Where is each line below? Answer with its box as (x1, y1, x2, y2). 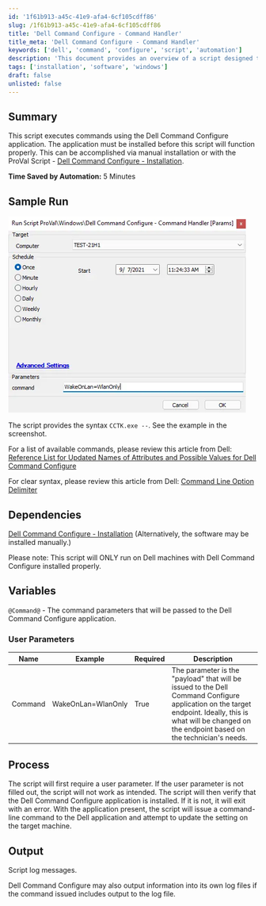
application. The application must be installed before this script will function (8, 140, 256, 149)
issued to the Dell (171, 682, 228, 692)
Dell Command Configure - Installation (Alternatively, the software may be (8, 529, 249, 539)
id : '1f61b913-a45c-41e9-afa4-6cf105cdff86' (8, 13, 158, 21)
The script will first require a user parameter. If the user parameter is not (8, 779, 244, 789)
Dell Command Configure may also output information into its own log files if (8, 881, 257, 890)
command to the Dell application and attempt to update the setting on (21, 813, 248, 823)
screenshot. (8, 429, 47, 439)
